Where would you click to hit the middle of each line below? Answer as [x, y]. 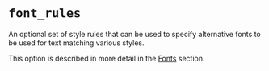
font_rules [45, 13]
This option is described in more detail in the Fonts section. [107, 58]
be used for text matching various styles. [76, 43]
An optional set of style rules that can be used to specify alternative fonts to [134, 34]
